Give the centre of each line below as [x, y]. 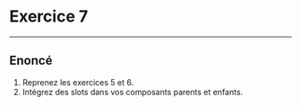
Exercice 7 [49, 17]
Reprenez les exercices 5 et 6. [78, 82]
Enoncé [31, 61]
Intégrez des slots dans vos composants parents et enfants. [133, 92]
